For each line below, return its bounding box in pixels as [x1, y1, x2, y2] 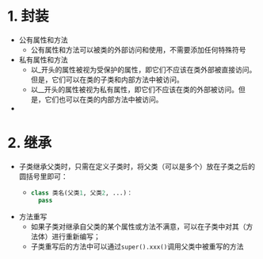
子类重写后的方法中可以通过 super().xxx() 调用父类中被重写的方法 [30, 242, 244, 251]
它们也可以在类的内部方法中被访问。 [44, 95, 163, 104]
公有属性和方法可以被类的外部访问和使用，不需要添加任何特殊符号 [30, 44, 246, 54]
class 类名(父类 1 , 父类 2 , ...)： [30, 188, 133, 197]
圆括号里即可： [18, 172, 68, 181]
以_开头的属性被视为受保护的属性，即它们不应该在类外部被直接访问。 [30, 64, 257, 74]
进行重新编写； [51, 231, 101, 241]
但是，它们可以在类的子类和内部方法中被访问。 [30, 75, 184, 84]
